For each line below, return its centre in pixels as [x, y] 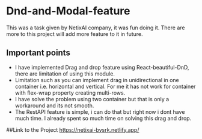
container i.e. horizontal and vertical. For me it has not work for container [105, 86]
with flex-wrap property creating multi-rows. [70, 93]
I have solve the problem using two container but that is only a [92, 99]
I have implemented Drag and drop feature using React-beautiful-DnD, [102, 67]
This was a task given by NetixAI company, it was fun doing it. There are [96, 28]
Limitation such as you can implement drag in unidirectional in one [97, 80]
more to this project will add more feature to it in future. [75, 34]
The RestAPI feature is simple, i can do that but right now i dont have [100, 111]
